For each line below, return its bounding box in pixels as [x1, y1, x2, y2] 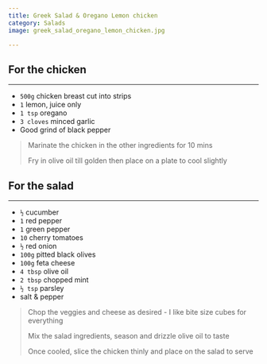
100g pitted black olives [19, 250, 96, 259]
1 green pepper [19, 224, 71, 234]
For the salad [8, 179, 74, 192]
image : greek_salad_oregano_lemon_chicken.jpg [8, 26, 165, 34]
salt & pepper [19, 292, 64, 301]
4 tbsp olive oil [19, 267, 69, 276]
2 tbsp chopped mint [19, 275, 89, 285]
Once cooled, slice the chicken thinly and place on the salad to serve [27, 347, 253, 356]
